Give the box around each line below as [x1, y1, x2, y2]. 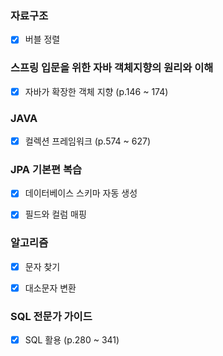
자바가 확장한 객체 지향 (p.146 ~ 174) [24, 85, 169, 97]
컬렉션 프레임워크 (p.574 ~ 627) [24, 135, 152, 147]
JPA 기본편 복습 [10, 163, 83, 176]
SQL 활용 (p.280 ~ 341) [24, 334, 120, 346]
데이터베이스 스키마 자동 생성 [24, 187, 138, 199]
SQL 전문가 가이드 [10, 309, 93, 323]
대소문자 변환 [24, 282, 77, 294]
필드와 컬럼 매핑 [24, 208, 87, 221]
